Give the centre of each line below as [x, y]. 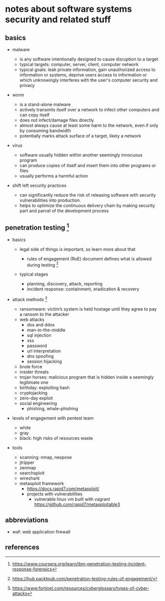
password [37, 346]
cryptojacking [33, 393]
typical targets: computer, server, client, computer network [79, 64]
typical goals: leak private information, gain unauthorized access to [87, 70]
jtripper [27, 462]
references [22, 548]
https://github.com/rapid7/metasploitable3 [77, 504]
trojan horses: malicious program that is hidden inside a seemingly [86, 377]
